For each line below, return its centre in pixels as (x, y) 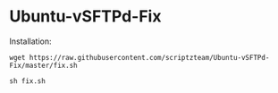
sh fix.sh (28, 81)
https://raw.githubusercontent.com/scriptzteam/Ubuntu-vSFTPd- (149, 57)
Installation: (30, 41)
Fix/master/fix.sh (43, 65)
